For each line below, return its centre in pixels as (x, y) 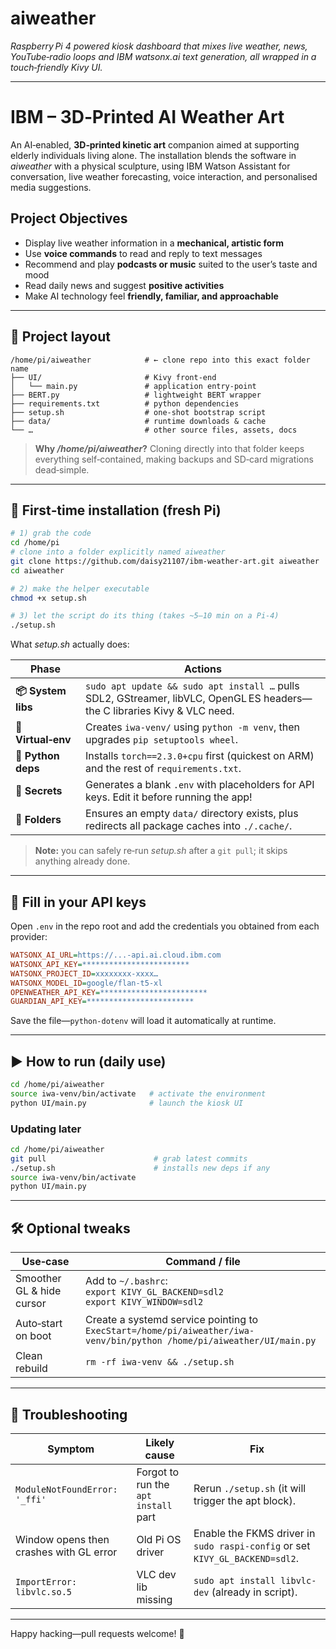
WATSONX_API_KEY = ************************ (100, 964)
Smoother (38, 1279)
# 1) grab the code (51, 533)
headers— (288, 699)
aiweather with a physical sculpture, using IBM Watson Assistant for (150, 166)
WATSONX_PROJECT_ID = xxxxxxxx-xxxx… (84, 973)
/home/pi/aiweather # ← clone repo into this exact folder (160, 360)
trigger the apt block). (244, 1500)
